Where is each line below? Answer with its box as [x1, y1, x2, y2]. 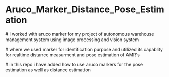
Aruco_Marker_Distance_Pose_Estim [5, 4, 164, 15]
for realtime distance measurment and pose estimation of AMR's [5, 52, 140, 58]
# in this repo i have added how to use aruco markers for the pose [5, 61, 143, 67]
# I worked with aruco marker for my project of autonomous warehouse [5, 31, 154, 37]
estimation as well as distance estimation [5, 67, 91, 73]
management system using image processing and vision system [5, 36, 139, 43]
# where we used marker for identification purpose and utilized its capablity [5, 46, 163, 52]
